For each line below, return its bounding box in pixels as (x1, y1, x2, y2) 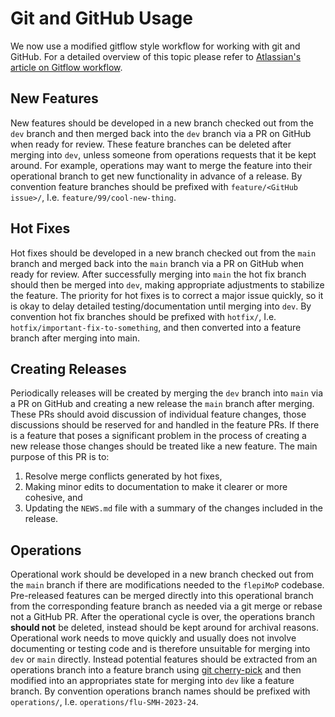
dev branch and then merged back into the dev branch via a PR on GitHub (10, 127, 312, 139)
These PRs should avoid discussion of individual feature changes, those (10, 408, 307, 421)
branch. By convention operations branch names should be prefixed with (10, 685, 311, 697)
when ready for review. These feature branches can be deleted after (10, 138, 292, 150)
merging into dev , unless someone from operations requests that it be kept (10, 148, 317, 161)
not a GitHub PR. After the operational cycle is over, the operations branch (10, 611, 315, 623)
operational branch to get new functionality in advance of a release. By (10, 170, 303, 182)
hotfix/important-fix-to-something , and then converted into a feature (10, 321, 302, 333)
